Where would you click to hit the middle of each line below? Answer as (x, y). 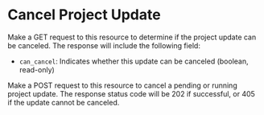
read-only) (37, 69)
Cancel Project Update (85, 15)
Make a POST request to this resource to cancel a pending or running (123, 85)
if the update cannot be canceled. (64, 102)
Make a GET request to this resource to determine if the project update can (132, 37)
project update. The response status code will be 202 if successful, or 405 (131, 93)
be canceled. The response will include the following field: (104, 45)
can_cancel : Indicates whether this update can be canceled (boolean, (134, 61)
